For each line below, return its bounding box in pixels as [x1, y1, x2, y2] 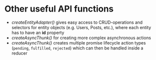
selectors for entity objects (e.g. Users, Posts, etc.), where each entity [11, 24, 152, 30]
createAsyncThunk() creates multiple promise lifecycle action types [11, 40, 146, 45]
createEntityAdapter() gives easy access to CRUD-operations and [11, 19, 143, 25]
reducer [11, 50, 28, 56]
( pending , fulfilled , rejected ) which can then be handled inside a [11, 45, 143, 51]
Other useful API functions [4, 3, 114, 15]
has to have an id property [11, 30, 65, 35]
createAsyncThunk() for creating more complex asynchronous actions [11, 35, 151, 41]
